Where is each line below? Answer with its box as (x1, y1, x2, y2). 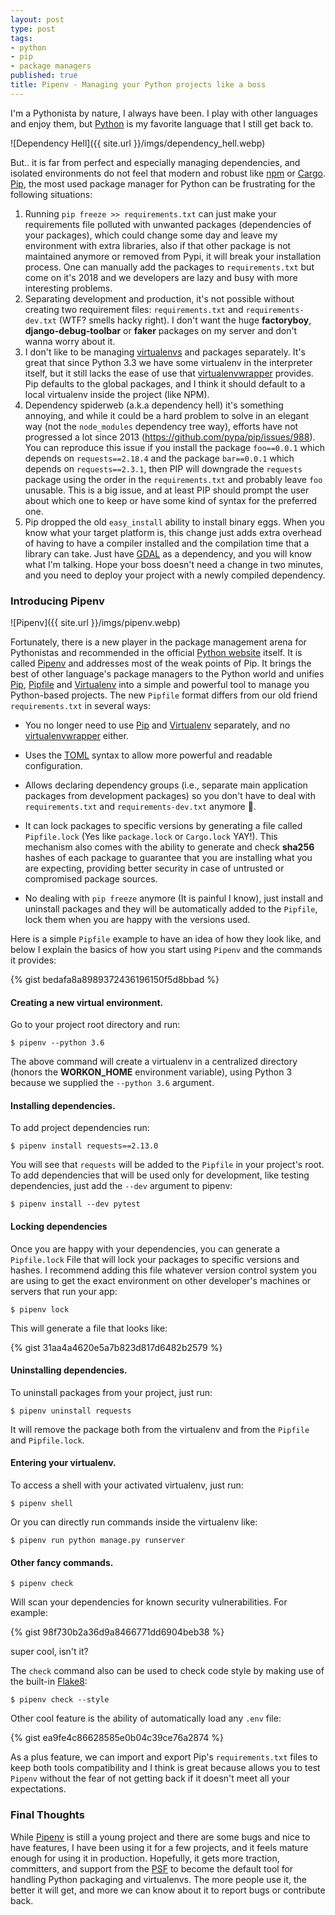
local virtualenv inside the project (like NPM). (24, 388, 210, 400)
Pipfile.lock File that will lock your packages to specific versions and (10, 1253, 300, 1265)
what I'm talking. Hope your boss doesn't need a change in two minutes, (24, 558, 324, 570)
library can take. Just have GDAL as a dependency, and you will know (24, 547, 312, 560)
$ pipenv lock (10, 1304, 70, 1315)
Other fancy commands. (10, 1556, 114, 1568)
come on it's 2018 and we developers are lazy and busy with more (24, 271, 298, 283)
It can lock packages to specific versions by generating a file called (24, 820, 303, 832)
